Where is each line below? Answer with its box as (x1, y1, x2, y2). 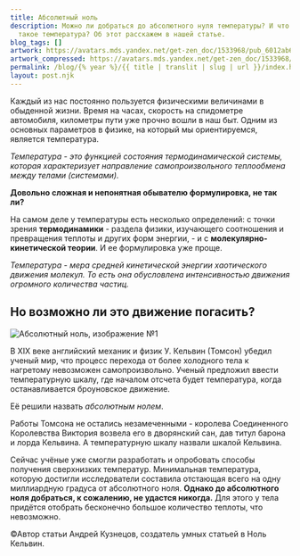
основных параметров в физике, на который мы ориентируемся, (10, 124, 258, 135)
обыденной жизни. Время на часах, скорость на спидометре (10, 104, 244, 116)
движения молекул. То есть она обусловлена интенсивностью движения (10, 269, 290, 279)
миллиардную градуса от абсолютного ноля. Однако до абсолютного (10, 483, 280, 494)
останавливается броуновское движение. (10, 383, 170, 394)
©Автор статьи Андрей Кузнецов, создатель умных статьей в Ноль (10, 528, 267, 539)
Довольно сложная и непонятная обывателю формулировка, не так (10, 187, 278, 197)
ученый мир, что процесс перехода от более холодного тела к (10, 354, 249, 366)
